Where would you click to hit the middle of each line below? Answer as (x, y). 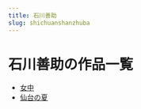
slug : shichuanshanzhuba (49, 23)
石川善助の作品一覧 (71, 64)
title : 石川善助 (32, 15)
